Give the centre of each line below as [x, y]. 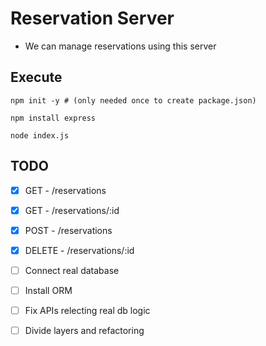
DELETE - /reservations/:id [79, 250]
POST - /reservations [68, 230]
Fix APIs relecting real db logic [87, 310]
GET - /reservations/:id [72, 210]
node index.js [40, 135]
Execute [36, 77]
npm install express [53, 118]
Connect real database [72, 270]
